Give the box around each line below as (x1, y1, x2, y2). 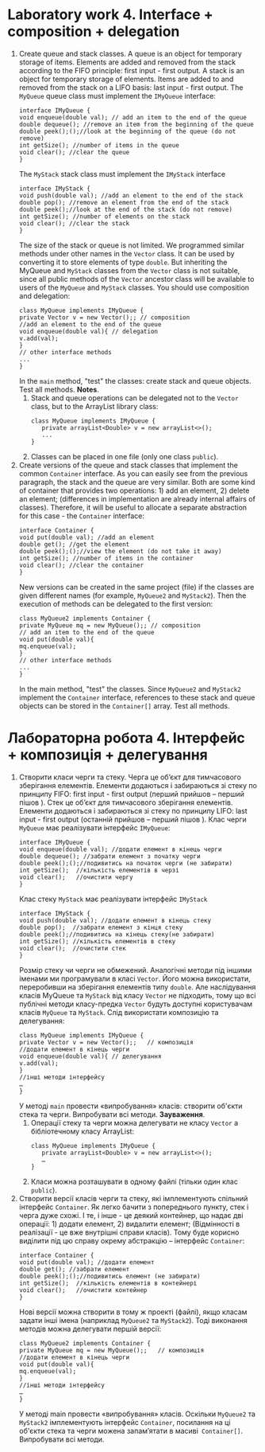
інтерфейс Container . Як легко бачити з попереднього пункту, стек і (18, 1202, 249, 1212)
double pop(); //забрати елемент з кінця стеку (18, 923, 183, 931)
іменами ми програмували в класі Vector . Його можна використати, (18, 974, 251, 983)
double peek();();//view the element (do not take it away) (18, 547, 222, 555)
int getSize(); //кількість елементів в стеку (18, 937, 176, 945)
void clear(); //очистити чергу (18, 873, 133, 881)
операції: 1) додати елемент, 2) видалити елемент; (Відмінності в (18, 1219, 240, 1228)
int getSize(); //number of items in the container (18, 554, 194, 562)
